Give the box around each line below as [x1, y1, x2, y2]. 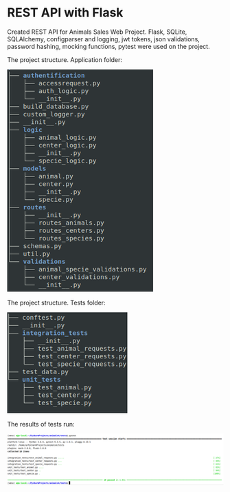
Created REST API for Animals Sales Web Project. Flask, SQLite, [7, 28, 187, 36]
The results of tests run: [7, 420, 75, 428]
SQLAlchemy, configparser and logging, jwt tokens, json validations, [7, 34, 200, 43]
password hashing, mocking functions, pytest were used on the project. [7, 42, 211, 50]
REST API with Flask [7, 5, 124, 21]
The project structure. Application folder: [7, 55, 122, 63]
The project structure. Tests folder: [7, 298, 106, 307]
